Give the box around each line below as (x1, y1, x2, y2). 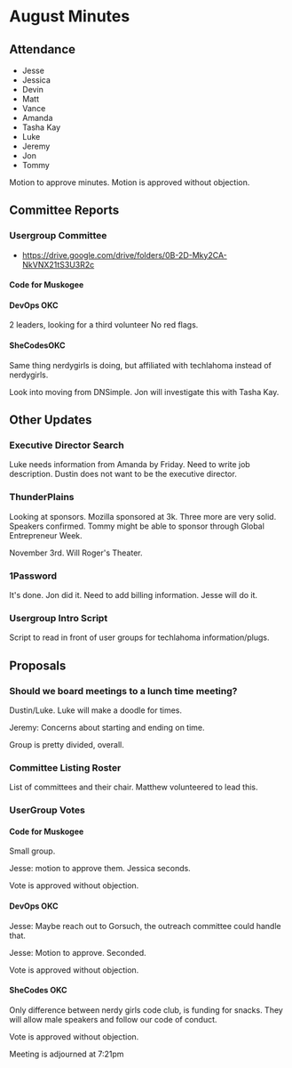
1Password (9, 570, 58, 582)
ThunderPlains (9, 491, 75, 504)
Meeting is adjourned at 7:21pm (9, 1048, 124, 1059)
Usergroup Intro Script (9, 611, 108, 624)
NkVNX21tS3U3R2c (21, 259, 95, 270)
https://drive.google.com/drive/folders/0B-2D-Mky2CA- (21, 249, 228, 260)
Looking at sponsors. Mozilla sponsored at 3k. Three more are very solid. (9, 511, 277, 522)
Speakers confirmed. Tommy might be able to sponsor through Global (9, 521, 264, 531)
